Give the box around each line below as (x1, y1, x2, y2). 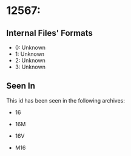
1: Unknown (15, 50, 44, 58)
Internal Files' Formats (6, 28, 93, 38)
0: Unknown (15, 44, 46, 51)
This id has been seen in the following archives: (6, 97, 126, 104)
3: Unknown (15, 63, 45, 70)
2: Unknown (15, 57, 45, 64)
